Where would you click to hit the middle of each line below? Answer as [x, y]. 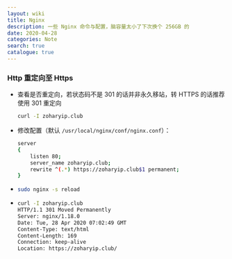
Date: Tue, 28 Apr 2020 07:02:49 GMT [72, 223]
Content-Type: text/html [53, 229]
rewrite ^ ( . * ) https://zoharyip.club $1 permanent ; [105, 169]
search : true [26, 46]
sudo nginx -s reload [49, 190]
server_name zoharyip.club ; [71, 163]
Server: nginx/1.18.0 [48, 216]
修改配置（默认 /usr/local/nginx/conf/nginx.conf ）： [94, 131]
